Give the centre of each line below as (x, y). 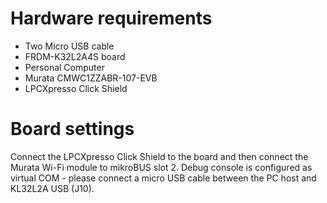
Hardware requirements (111, 18)
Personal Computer (64, 67)
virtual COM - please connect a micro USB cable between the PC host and (163, 178)
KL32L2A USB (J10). (52, 188)
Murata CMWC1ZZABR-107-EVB (91, 78)
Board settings (72, 129)
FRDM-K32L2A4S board (75, 56)
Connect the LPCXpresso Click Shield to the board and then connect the (159, 156)
